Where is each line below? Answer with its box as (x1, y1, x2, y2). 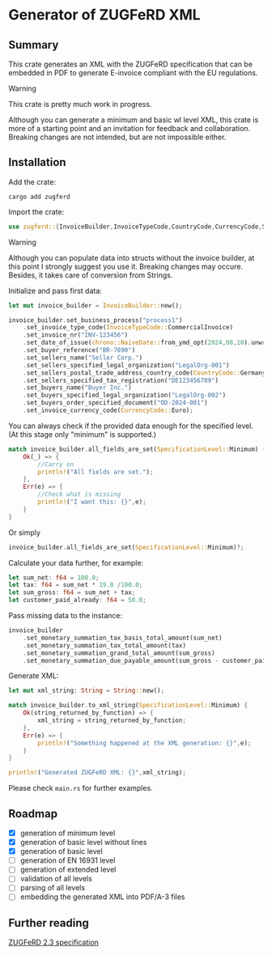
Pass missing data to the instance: (8, 611, 123, 621)
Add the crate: (8, 176, 57, 187)
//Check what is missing (37, 490, 121, 499)
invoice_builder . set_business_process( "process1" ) (8, 316, 183, 325)
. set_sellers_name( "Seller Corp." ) (23, 354, 143, 362)
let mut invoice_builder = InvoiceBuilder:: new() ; (8, 301, 183, 309)
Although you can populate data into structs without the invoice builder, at (8, 253, 255, 262)
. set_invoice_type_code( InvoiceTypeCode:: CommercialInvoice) (23, 324, 233, 332)
